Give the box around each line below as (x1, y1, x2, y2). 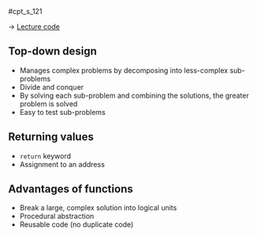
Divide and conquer (19, 82, 84, 91)
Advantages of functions (8, 183, 133, 196)
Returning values (8, 130, 95, 144)
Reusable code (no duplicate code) (19, 220, 134, 229)
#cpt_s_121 (8, 7, 43, 16)
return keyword (19, 151, 72, 161)
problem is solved (19, 98, 78, 109)
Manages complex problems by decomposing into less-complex (19, 65, 229, 75)
